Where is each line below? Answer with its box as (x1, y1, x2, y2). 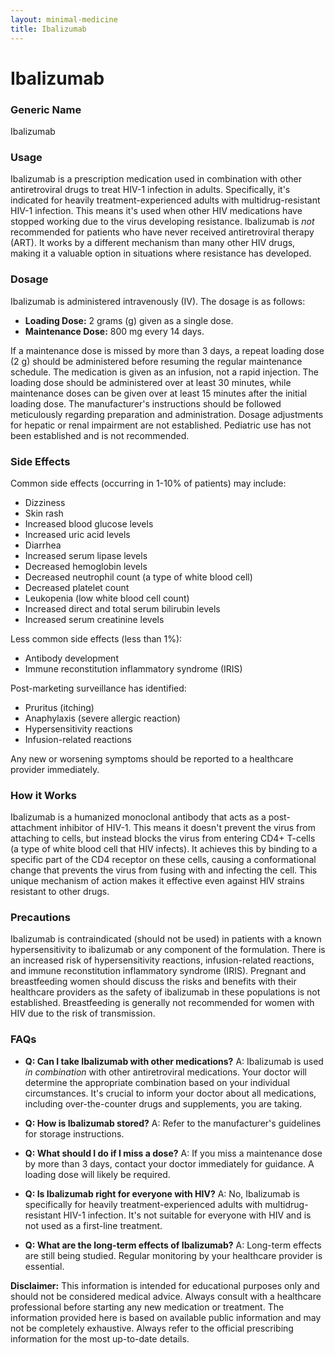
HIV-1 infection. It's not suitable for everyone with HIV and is (63, 1209, 312, 1221)
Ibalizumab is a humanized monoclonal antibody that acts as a (10, 811, 267, 823)
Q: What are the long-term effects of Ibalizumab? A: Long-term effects (24, 1239, 322, 1251)
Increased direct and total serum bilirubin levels (24, 602, 221, 615)
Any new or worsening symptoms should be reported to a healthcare (10, 752, 294, 765)
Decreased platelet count (24, 581, 130, 593)
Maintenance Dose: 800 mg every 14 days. (24, 325, 205, 337)
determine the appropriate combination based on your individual (24, 1076, 290, 1088)
